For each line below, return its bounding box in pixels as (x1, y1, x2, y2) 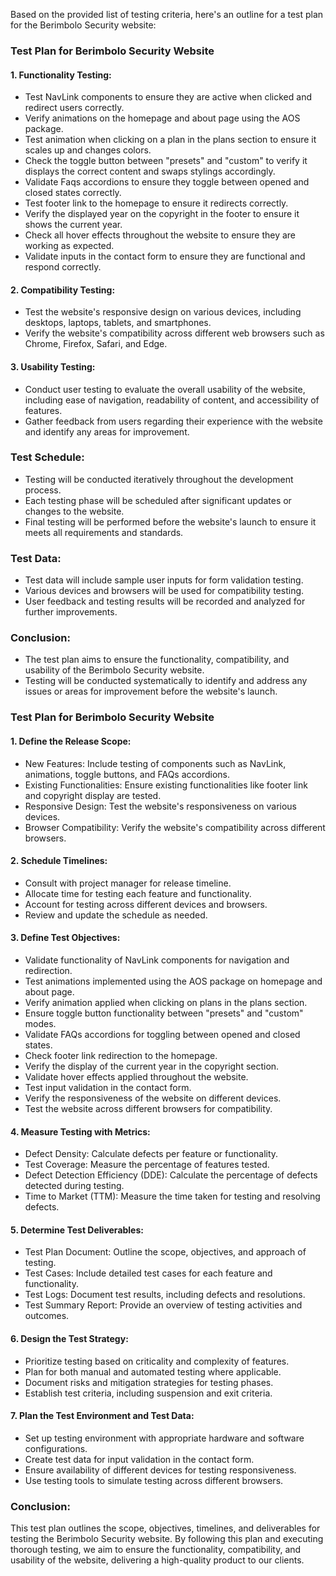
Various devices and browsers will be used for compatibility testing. (24, 585, 305, 597)
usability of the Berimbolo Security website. (24, 664, 205, 676)
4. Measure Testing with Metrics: (10, 1125, 151, 1138)
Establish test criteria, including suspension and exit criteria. (24, 1387, 273, 1399)
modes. (24, 1017, 57, 1029)
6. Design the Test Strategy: (10, 1332, 129, 1344)
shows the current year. (24, 219, 123, 231)
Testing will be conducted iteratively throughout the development (24, 473, 294, 485)
